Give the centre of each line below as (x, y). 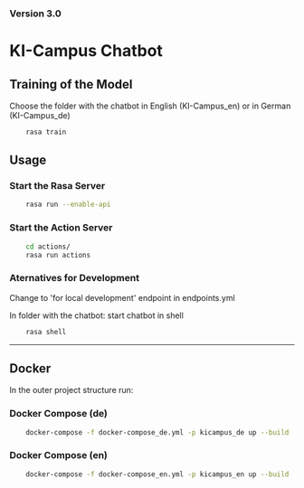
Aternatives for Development (75, 278)
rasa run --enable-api (68, 205)
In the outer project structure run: (71, 390)
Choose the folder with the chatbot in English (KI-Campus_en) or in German (150, 106)
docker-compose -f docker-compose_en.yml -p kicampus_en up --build (157, 474)
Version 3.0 (35, 14)
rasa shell (46, 332)
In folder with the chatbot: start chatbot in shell (96, 315)
